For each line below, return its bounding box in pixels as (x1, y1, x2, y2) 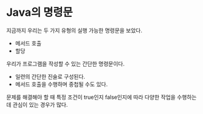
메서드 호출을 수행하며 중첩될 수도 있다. (15, 80, 108, 88)
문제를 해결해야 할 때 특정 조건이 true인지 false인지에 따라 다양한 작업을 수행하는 (6, 93, 197, 101)
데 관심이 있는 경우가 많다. (6, 101, 68, 108)
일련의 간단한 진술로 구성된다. (15, 73, 86, 80)
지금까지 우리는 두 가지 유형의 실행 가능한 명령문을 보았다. (6, 27, 143, 34)
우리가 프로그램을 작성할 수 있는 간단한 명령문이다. (6, 60, 125, 67)
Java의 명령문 (6, 5, 73, 19)
